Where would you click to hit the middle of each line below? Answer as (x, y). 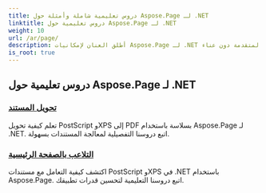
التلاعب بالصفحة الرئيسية (51, 154)
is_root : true (32, 53)
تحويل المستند (33, 108)
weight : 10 (26, 30)
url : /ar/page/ (34, 38)
